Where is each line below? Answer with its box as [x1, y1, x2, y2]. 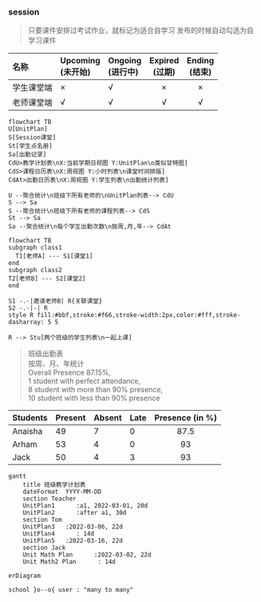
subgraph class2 [8, 267, 62, 275]
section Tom [22, 516, 62, 524]
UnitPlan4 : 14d [22, 530, 94, 538]
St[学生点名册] [8, 142, 53, 150]
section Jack [22, 544, 66, 552]
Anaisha [12, 426, 43, 437]
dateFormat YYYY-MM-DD [22, 488, 102, 496]
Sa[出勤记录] [8, 150, 47, 159]
